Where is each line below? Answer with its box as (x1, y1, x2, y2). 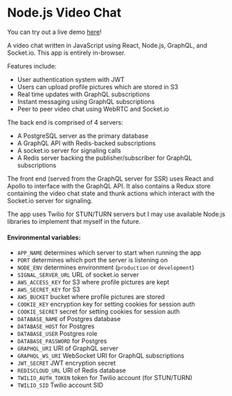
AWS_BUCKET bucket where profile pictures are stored (17, 293, 165, 301)
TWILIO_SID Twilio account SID (17, 381, 104, 389)
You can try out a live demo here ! (7, 28, 102, 36)
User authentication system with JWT (17, 75, 125, 84)
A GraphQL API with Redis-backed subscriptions (17, 138, 156, 147)
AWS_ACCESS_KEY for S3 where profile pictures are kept (17, 278, 170, 287)
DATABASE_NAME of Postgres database (17, 315, 121, 323)
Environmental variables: (7, 233, 81, 242)
